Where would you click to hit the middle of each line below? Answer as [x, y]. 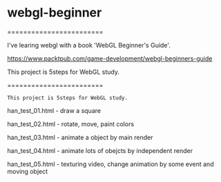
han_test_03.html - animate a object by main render [80, 137]
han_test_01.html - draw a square [54, 110]
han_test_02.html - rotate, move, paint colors [71, 124]
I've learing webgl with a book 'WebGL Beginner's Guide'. [89, 45]
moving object [28, 171]
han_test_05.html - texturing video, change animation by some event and [110, 164]
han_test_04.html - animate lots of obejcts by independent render [100, 150]
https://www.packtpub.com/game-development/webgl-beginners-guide [110, 58]
